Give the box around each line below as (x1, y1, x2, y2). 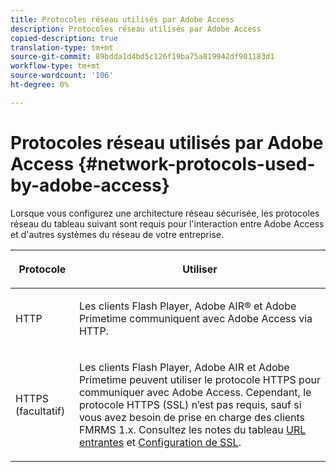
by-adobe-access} (10, 174, 170, 196)
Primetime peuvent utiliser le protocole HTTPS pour (78, 372, 321, 386)
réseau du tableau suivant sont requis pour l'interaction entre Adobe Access (10, 217, 325, 230)
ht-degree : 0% (10, 80, 70, 90)
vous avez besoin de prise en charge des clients (78, 410, 306, 424)
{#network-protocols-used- (77, 152, 316, 175)
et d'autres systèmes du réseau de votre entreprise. (10, 228, 225, 240)
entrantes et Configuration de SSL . (78, 435, 242, 449)
